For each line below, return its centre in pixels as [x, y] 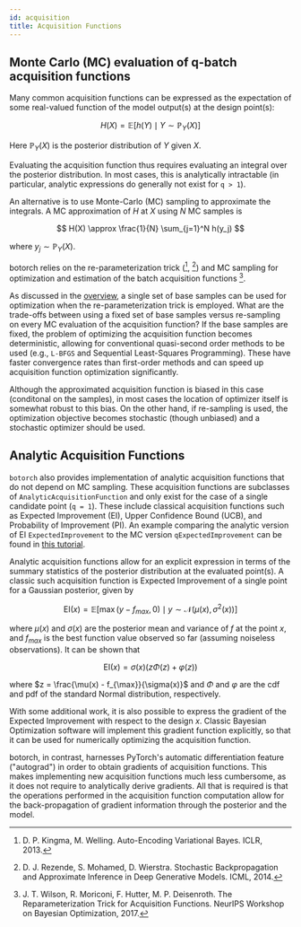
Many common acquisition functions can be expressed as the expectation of [150, 98]
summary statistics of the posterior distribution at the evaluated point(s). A [146, 571]
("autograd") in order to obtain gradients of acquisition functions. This [138, 767]
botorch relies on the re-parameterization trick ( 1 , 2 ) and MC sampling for [144, 267]
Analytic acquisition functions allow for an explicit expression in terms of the [150, 561]
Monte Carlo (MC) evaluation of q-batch [123, 62]
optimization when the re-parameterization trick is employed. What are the [147, 305]
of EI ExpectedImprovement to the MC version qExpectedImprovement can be [146, 534]
